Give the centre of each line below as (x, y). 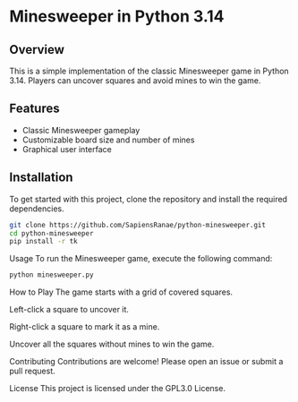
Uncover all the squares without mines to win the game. (112, 344)
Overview (37, 50)
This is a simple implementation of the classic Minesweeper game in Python (149, 71)
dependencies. (37, 209)
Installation (41, 178)
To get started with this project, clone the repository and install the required (149, 199)
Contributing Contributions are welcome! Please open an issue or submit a (146, 362)
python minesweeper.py (51, 275)
